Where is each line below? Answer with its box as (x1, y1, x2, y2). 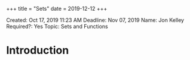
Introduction (6, 44, 69, 57)
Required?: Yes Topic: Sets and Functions (6, 23, 109, 30)
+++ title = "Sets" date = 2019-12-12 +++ (6, 5, 108, 12)
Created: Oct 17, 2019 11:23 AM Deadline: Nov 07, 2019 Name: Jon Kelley (6, 17, 184, 23)
